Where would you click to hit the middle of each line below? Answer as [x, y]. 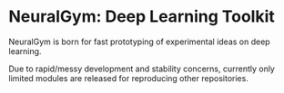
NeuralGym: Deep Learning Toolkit [142, 17]
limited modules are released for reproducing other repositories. [129, 78]
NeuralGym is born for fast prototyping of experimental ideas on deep [139, 42]
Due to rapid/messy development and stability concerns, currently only [142, 69]
